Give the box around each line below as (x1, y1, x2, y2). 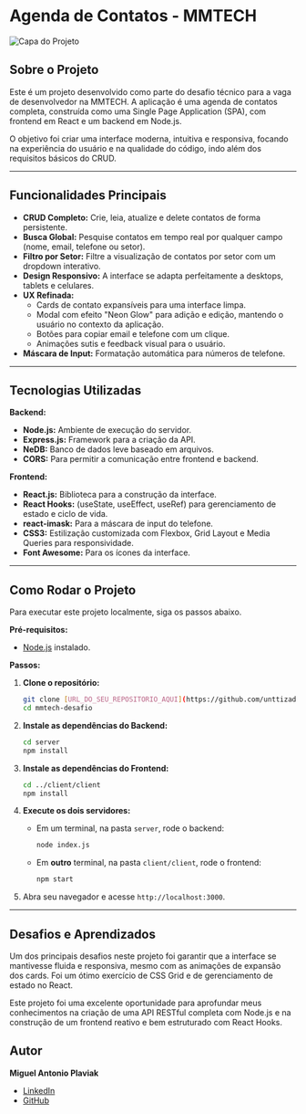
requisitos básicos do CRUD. (9, 152, 117, 163)
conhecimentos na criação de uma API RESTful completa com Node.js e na (9, 1007, 291, 1018)
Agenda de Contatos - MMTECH (9, 5, 258, 26)
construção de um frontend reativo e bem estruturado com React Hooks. (9, 1017, 283, 1027)
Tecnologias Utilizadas (9, 383, 142, 398)
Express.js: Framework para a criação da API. (22, 435, 196, 446)
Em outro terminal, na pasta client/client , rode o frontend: (36, 857, 262, 868)
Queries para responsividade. (22, 538, 134, 549)
